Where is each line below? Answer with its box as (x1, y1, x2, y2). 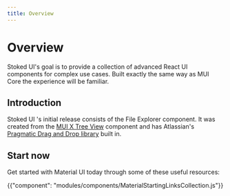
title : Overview (7, 10, 54, 17)
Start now (7, 149, 50, 162)
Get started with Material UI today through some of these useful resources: (7, 168, 220, 176)
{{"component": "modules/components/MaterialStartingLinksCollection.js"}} (7, 182, 224, 190)
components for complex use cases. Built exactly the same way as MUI (7, 69, 209, 78)
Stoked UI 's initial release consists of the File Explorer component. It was (7, 115, 216, 124)
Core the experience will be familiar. (7, 77, 109, 85)
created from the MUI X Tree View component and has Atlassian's (7, 122, 195, 131)
